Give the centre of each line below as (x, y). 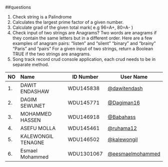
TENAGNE (32, 143)
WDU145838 (84, 88)
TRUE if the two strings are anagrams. (51, 54)
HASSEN (30, 120)
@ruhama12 (122, 128)
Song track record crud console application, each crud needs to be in (84, 59)
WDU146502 (84, 139)
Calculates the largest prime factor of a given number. (68, 22)
